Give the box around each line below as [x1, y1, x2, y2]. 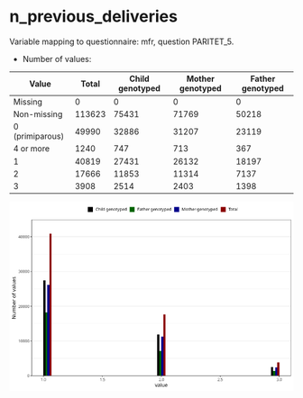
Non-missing [13, 108, 63, 119]
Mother [186, 74, 215, 85]
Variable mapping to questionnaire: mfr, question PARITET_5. [9, 36, 234, 47]
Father [250, 74, 276, 85]
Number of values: [22, 53, 92, 64]
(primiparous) [13, 131, 65, 141]
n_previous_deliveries [9, 6, 179, 27]
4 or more [13, 143, 50, 154]
